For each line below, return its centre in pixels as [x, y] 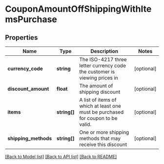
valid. [85, 124]
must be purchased [102, 112]
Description [104, 51]
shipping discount [100, 92]
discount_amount [28, 89]
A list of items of [98, 100]
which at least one [100, 106]
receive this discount [103, 144]
